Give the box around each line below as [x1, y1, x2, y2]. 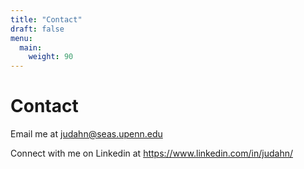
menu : [10, 33, 33, 43]
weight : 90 [28, 52, 74, 62]
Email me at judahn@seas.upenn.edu [10, 128, 163, 140]
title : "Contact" [10, 14, 83, 25]
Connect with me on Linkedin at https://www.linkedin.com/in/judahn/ [10, 147, 293, 160]
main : [19, 42, 43, 53]
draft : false [10, 24, 65, 34]
